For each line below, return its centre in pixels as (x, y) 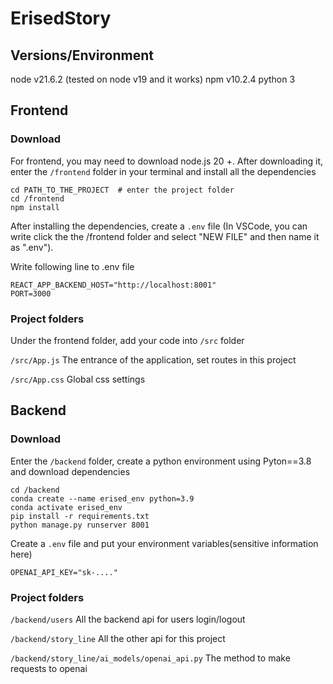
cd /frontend (37, 198)
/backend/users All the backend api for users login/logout (128, 619)
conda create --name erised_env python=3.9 (102, 498)
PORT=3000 (31, 293)
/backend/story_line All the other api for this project (118, 638)
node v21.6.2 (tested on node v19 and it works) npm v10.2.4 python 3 (153, 79)
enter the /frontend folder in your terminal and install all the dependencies (163, 171)
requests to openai (49, 668)
